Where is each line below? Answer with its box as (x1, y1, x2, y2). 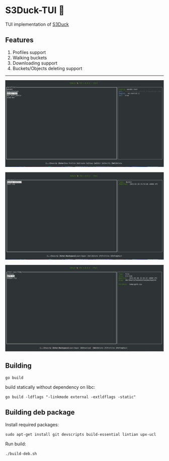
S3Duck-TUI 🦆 (5, 5, 65, 16)
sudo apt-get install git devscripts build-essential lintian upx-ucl (5, 432, 156, 437)
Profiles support (12, 49, 46, 55)
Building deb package (5, 408, 75, 417)
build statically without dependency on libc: (5, 384, 96, 390)
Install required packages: (5, 421, 59, 428)
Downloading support (12, 60, 58, 66)
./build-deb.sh (5, 451, 37, 456)
